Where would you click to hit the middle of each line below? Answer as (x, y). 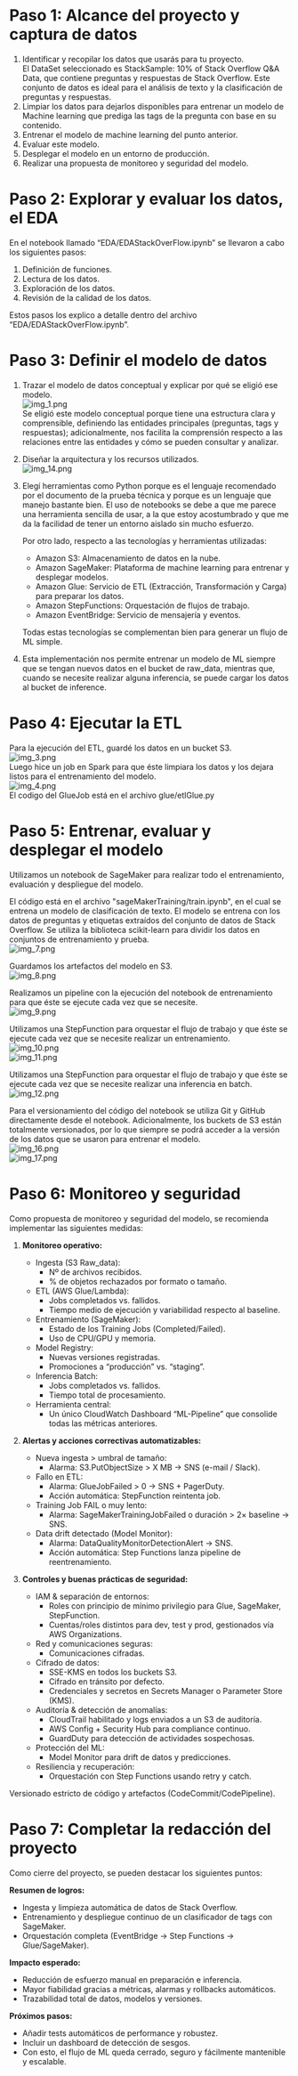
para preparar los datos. (80, 596)
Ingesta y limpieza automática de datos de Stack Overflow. (129, 1907)
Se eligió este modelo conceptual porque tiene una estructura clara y (149, 413)
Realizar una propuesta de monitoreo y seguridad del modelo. (135, 163)
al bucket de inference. (64, 687)
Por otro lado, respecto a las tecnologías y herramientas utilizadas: (144, 540)
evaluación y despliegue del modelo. (77, 884)
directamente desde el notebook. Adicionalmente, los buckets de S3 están (145, 1120)
